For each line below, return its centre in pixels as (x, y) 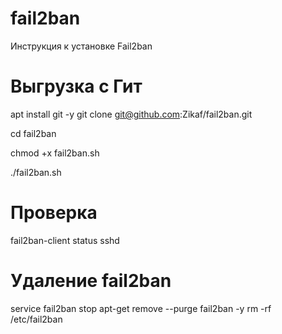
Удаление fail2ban (91, 281)
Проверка (54, 213)
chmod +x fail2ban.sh (55, 153)
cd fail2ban (33, 133)
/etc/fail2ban (36, 319)
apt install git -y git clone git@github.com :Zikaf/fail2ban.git (131, 114)
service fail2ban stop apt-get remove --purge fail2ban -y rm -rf (141, 308)
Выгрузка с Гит (76, 86)
